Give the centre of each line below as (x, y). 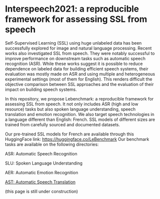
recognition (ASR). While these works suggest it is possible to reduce (74, 64)
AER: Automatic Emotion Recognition (42, 172)
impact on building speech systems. (41, 89)
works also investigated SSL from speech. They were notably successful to (80, 53)
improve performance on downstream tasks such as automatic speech (75, 58)
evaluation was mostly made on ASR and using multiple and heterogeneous (80, 74)
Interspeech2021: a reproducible (72, 9)
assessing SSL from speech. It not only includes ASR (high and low (72, 104)
